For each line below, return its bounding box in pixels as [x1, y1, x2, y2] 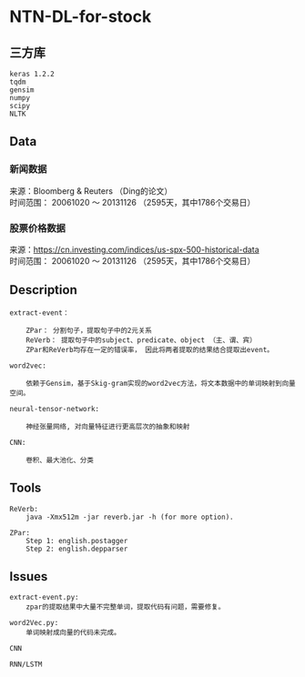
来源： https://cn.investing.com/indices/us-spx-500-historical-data [9, 244, 259, 255]
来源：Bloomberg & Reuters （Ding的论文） [9, 185, 173, 197]
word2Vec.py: [9, 619, 59, 628]
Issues [9, 569, 48, 584]
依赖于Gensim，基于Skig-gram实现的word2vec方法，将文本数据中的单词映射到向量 [25, 379, 296, 388]
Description [9, 282, 77, 298]
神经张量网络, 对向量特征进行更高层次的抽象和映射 [25, 421, 190, 431]
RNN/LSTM [9, 660, 43, 670]
